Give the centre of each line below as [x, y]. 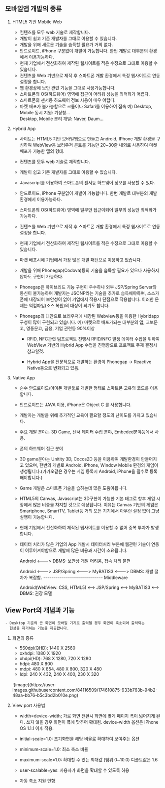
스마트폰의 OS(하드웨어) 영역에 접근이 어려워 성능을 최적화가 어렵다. [85, 94]
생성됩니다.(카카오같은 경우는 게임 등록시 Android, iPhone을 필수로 [84, 471]
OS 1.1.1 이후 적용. [37, 728]
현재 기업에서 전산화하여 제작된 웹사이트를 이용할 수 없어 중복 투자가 [85, 527]
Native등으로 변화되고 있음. [53, 368]
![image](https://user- [34, 684]
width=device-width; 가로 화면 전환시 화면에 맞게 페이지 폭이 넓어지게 [87, 716]
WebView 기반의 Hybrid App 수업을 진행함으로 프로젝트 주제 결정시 [92, 345]
